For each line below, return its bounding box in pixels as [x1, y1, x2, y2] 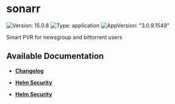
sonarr [6, 2, 41, 16]
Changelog [15, 67, 44, 74]
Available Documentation [6, 51, 105, 62]
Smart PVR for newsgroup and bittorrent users [6, 33, 123, 41]
